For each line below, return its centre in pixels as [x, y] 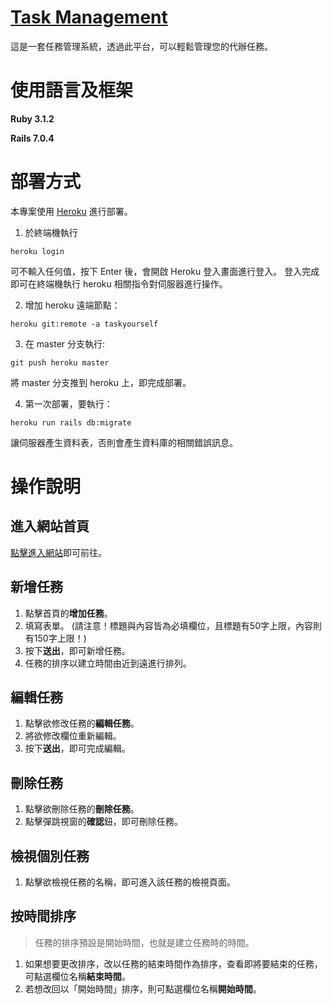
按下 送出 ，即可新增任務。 [77, 650]
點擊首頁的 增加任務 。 [68, 613]
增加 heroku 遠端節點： [72, 305]
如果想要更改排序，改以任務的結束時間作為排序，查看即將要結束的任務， [173, 963]
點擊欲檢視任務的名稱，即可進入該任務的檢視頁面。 [130, 882]
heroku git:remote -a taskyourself [84, 324]
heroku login [37, 251]
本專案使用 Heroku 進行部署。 [71, 211]
